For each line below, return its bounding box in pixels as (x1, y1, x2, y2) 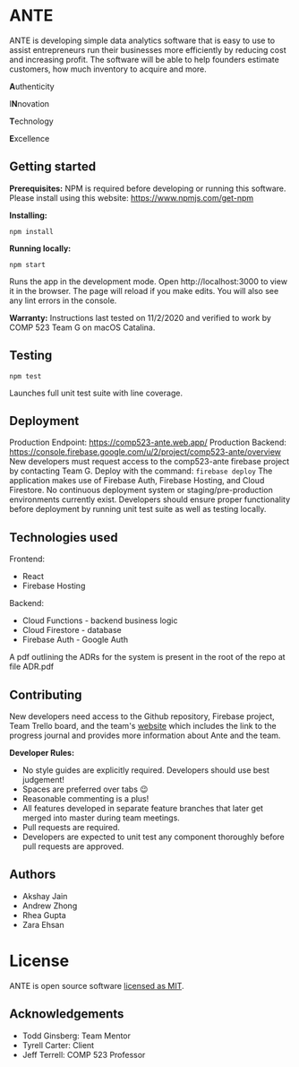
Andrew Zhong (21, 900, 78, 911)
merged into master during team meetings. (21, 812, 181, 823)
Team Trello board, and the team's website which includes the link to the (9, 721, 277, 731)
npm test (9, 371, 42, 381)
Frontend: (9, 553, 46, 565)
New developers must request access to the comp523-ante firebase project (9, 456, 290, 467)
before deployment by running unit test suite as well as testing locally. (9, 504, 267, 515)
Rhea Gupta (21, 909, 66, 920)
